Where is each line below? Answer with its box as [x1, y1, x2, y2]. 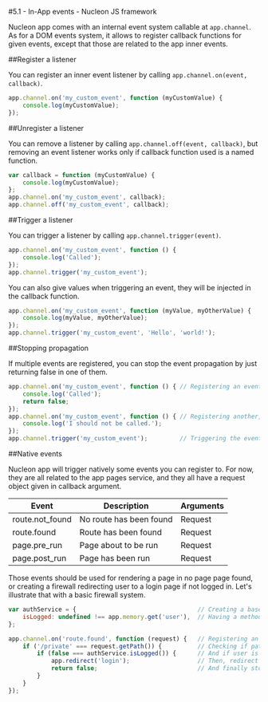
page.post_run [12, 553, 67, 563]
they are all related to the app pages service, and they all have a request [8, 473, 246, 482]
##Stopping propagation [8, 343, 89, 353]
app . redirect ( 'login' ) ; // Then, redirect [50, 657, 259, 665]
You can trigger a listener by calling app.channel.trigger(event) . [8, 231, 222, 240]
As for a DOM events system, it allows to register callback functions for [8, 31, 242, 40]
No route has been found [79, 514, 173, 525]
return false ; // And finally [50, 665, 248, 672]
